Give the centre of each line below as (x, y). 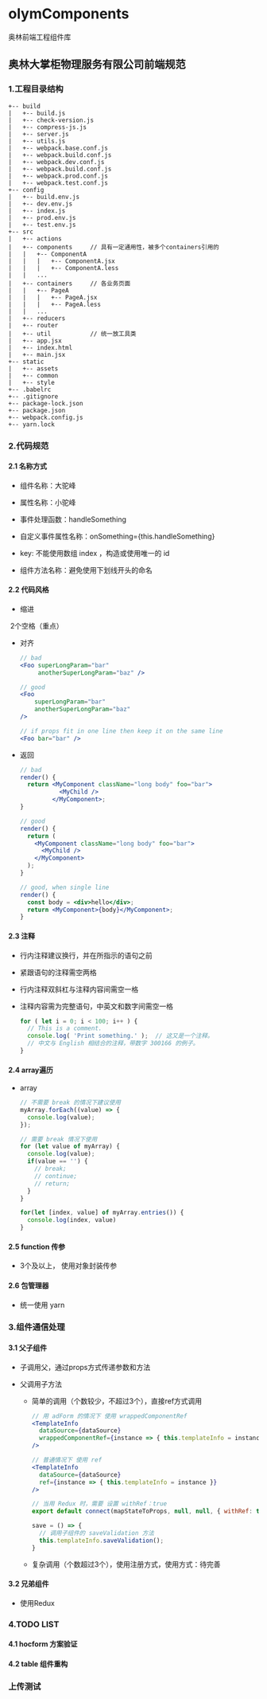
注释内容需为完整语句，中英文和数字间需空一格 (96, 1006)
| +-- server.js (39, 134)
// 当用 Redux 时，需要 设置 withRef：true (99, 1504)
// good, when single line (64, 887)
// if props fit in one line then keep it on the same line (121, 731)
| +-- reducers (37, 318)
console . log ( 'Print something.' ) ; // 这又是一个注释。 (120, 1036)
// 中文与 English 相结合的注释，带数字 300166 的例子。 (113, 1043)
